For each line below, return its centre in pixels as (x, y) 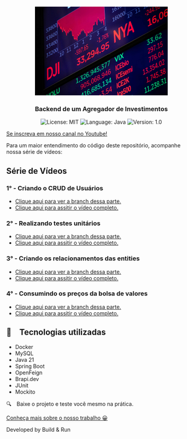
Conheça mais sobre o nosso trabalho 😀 (57, 418)
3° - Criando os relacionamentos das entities (73, 258)
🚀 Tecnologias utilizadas (56, 332)
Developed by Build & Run (39, 429)
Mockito (25, 392)
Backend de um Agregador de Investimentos (101, 109)
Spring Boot (30, 366)
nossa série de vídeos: (34, 152)
